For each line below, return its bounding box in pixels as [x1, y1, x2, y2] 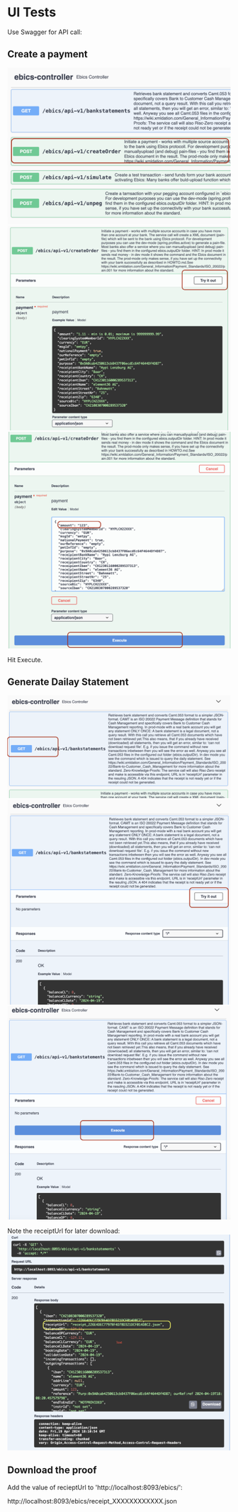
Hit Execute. [7, 656, 43, 664]
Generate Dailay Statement [7, 676, 129, 688]
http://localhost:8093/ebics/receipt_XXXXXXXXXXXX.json [7, 1496, 177, 1505]
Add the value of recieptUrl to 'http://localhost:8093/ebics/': [7, 1483, 183, 1491]
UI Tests [7, 4, 57, 21]
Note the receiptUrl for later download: [7, 1227, 120, 1236]
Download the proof [7, 1465, 97, 1477]
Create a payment [7, 48, 88, 60]
